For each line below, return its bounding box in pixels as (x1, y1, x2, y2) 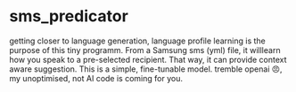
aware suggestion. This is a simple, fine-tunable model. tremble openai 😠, (9, 64, 283, 74)
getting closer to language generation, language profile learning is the (9, 35, 266, 46)
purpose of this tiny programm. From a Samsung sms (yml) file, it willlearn (9, 44, 281, 55)
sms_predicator (9, 6, 129, 27)
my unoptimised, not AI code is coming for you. (9, 73, 183, 83)
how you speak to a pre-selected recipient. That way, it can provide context (9, 54, 287, 65)
